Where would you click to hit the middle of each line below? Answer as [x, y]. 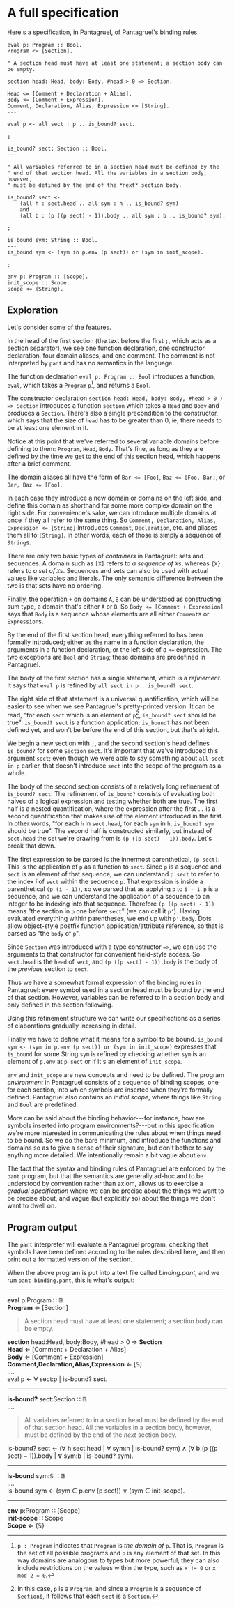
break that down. [32, 846]
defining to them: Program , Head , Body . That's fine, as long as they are [105, 449]
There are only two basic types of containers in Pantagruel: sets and [106, 556]
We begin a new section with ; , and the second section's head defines [109, 743]
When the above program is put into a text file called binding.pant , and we [114, 1272]
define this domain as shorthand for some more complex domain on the [110, 505]
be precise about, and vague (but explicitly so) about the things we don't [111, 1198]
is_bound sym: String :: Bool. [53, 240]
